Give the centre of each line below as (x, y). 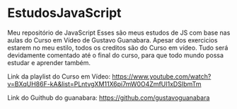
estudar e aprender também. (49, 62)
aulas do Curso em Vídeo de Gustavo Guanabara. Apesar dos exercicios (112, 40)
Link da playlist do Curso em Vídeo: (59, 76)
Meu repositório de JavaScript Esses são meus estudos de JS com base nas (119, 33)
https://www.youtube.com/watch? (162, 76)
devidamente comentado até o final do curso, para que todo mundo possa (116, 55)
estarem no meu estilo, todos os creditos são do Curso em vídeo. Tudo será (118, 47)
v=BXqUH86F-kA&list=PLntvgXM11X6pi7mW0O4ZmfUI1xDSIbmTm (104, 84)
